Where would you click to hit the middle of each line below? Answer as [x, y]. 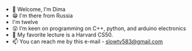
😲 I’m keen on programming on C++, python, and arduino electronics [99, 28]
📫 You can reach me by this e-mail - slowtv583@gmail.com [87, 41]
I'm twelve [25, 22]
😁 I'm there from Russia [42, 16]
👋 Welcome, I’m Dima [39, 9]
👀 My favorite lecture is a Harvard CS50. [63, 35]
